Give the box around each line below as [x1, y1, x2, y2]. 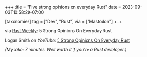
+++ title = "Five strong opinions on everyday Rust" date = [5, 4, 122, 10]
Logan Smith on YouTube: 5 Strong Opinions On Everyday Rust [5, 37, 130, 43]
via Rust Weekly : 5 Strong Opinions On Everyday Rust [5, 28, 112, 33]
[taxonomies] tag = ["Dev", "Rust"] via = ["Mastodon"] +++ [5, 19, 122, 24]
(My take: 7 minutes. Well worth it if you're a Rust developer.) [5, 47, 127, 52]
